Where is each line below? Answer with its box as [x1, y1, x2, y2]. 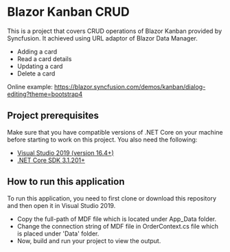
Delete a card [16, 69, 56, 78]
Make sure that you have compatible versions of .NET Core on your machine [7, 128, 223, 136]
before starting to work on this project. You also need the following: [7, 135, 198, 144]
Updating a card [16, 62, 63, 70]
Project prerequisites [7, 110, 100, 122]
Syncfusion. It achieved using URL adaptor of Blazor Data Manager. [7, 34, 198, 42]
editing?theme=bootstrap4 [7, 90, 83, 98]
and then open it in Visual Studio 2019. [7, 201, 116, 209]
